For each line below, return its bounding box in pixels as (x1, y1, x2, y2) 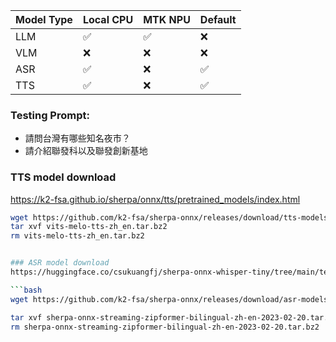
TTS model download (10, 170, 117, 184)
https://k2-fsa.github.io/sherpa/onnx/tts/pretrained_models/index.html (10, 193, 301, 205)
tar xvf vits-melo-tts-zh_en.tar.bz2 (10, 222, 168, 232)
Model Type (15, 13, 73, 26)
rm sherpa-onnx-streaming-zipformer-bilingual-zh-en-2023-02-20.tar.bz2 (10, 322, 320, 332)
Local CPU (82, 13, 134, 26)
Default (199, 13, 237, 26)
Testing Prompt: (10, 108, 90, 122)
